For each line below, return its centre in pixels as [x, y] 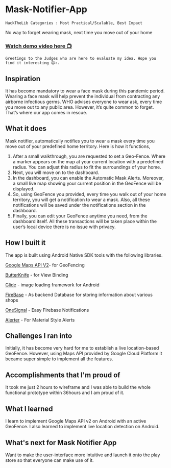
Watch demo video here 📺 [39, 46]
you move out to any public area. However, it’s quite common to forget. [80, 107]
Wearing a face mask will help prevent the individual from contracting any [83, 96]
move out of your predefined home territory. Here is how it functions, [78, 146]
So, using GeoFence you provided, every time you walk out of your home [89, 194]
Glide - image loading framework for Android [52, 285]
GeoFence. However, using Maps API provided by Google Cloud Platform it [84, 354]
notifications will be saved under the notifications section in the [79, 205]
